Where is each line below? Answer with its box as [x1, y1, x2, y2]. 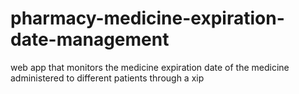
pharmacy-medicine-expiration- [10, 7, 285, 30]
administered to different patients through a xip [10, 72, 205, 84]
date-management [10, 28, 170, 51]
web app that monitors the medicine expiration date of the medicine [10, 61, 290, 73]
